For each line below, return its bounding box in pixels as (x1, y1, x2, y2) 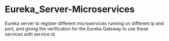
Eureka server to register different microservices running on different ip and (5, 20, 164, 26)
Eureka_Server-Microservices (5, 4, 135, 15)
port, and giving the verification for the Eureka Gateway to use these (5, 25, 149, 31)
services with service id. (5, 31, 56, 37)
